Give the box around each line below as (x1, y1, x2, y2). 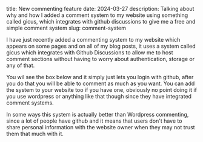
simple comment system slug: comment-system (6, 24, 126, 31)
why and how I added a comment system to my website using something (6, 11, 188, 19)
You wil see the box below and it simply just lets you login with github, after (6, 74, 194, 80)
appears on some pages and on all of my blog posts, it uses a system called (6, 42, 196, 50)
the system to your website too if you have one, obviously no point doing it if (6, 86, 197, 93)
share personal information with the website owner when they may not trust (6, 124, 195, 131)
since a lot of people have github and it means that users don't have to (6, 117, 182, 124)
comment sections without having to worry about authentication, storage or (6, 56, 195, 62)
